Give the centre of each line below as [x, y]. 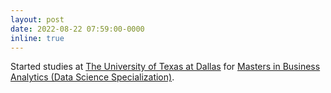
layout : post [37, 19]
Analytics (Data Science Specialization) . [92, 77]
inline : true [37, 38]
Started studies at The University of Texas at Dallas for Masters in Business [165, 67]
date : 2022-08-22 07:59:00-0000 [77, 29]
